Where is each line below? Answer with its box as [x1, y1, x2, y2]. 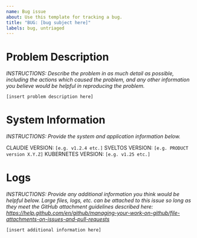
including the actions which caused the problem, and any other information [6, 76, 190, 83]
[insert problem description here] [6, 94, 94, 100]
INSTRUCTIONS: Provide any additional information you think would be [6, 191, 180, 198]
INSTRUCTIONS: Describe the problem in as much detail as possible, [6, 70, 174, 77]
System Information [6, 113, 106, 127]
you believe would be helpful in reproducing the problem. [6, 82, 145, 90]
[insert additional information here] [6, 227, 101, 233]
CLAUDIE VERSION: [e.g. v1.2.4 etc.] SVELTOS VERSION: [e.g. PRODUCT [6, 144, 189, 151]
